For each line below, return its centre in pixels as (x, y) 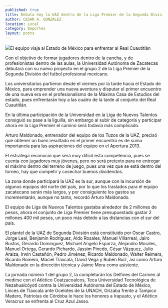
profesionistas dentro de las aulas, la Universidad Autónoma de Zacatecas (82, 63)
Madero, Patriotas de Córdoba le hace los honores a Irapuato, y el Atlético (81, 296)
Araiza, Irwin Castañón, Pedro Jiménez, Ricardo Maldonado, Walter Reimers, (84, 254)
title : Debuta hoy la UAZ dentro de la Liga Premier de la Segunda (77, 15)
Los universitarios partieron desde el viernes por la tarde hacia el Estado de (83, 84)
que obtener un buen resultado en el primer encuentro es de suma (74, 140)
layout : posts (20, 33)
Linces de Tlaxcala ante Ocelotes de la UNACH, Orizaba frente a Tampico (81, 290)
